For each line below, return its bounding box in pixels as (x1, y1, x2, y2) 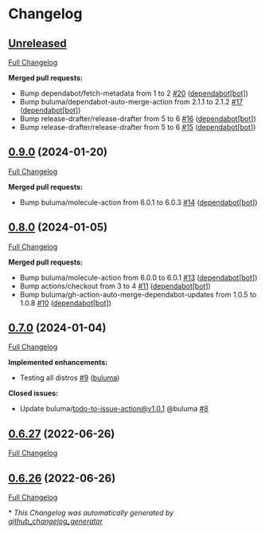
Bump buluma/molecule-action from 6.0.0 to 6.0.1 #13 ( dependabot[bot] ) (19, 273, 258, 282)
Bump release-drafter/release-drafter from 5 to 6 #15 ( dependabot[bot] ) (19, 123, 256, 132)
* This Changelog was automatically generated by (8, 508, 174, 518)
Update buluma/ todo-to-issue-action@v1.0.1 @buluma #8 (19, 404, 208, 414)
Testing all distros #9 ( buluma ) (19, 373, 120, 383)
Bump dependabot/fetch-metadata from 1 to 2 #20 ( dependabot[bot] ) (19, 88, 249, 98)
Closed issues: (8, 388, 59, 399)
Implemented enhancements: (8, 358, 108, 367)
